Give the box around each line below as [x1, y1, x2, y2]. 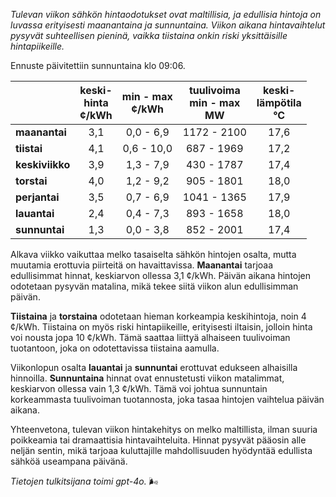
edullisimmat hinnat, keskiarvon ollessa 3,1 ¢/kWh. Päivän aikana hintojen [10, 270, 312, 281]
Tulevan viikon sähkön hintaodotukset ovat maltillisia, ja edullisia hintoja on [10, 9, 322, 20]
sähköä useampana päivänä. [10, 455, 128, 467]
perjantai [15, 190, 60, 204]
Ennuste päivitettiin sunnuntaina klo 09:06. [10, 60, 186, 71]
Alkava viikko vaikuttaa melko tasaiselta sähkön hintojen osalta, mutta [10, 249, 297, 260]
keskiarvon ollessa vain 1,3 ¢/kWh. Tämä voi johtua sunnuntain [10, 383, 268, 394]
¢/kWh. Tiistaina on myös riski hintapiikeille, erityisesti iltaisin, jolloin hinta [10, 321, 313, 333]
